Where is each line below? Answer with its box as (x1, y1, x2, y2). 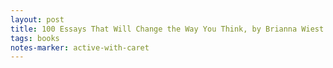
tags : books (10, 33, 60, 43)
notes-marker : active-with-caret (10, 42, 150, 53)
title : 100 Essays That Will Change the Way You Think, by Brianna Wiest (10, 24, 325, 34)
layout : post (10, 14, 65, 25)
